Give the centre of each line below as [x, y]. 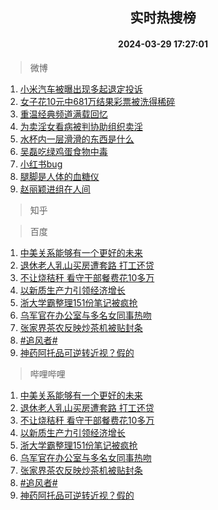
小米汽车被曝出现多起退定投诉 [81, 89]
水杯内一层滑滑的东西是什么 [77, 139]
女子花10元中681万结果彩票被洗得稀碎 [97, 101]
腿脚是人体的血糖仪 [59, 176]
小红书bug [41, 164]
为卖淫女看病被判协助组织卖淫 [81, 126]
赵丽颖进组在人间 [55, 189]
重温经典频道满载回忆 [63, 114]
